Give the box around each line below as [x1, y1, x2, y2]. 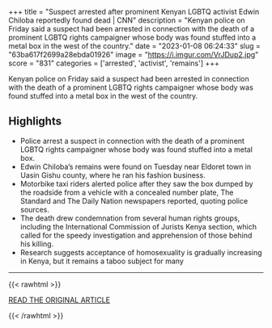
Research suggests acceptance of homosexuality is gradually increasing [19, 247, 262, 257]
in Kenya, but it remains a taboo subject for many [19, 256, 185, 266]
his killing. [19, 238, 54, 249]
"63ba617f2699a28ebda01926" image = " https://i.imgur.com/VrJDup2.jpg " [8, 50, 259, 59]
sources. [19, 204, 50, 214]
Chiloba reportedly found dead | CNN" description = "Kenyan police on [8, 15, 245, 25]
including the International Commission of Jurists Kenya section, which [19, 221, 257, 231]
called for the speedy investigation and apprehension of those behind [19, 230, 253, 240]
